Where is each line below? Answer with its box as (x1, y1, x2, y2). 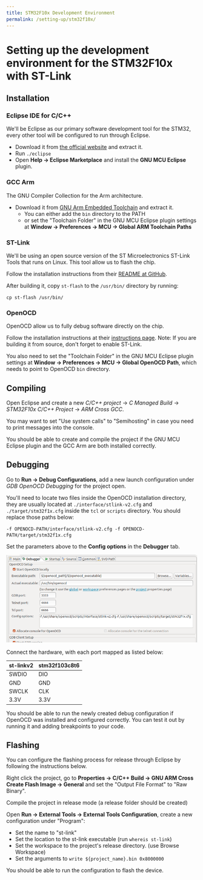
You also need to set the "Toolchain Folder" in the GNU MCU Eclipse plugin (6, 353, 194, 360)
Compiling (6, 383, 47, 393)
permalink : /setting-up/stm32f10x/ (6, 16, 96, 23)
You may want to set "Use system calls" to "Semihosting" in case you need (6, 417, 194, 425)
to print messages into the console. (6, 424, 95, 431)
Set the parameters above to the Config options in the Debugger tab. (6, 542, 181, 550)
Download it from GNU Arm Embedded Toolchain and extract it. (15, 204, 174, 211)
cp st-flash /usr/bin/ (6, 294, 64, 300)
